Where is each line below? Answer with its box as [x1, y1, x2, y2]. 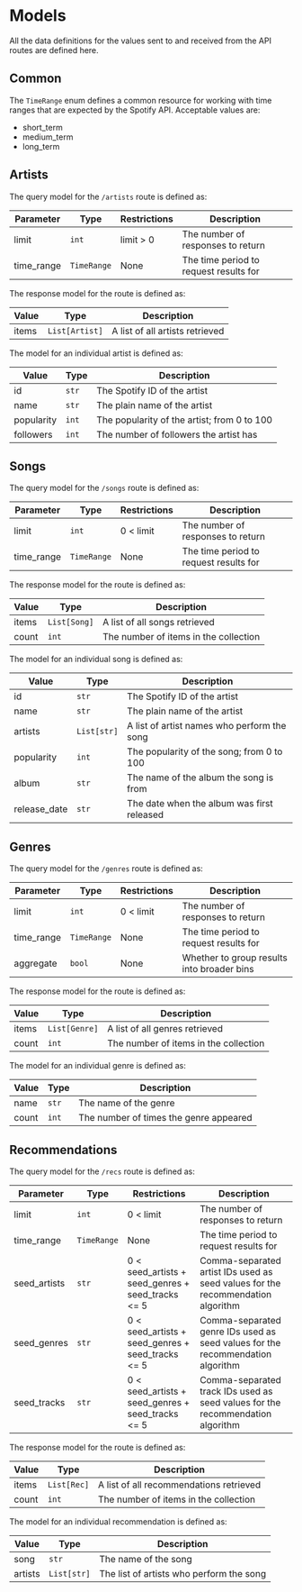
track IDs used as [199, 1385, 273, 1397]
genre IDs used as [199, 1325, 277, 1338]
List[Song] [48, 617, 94, 627]
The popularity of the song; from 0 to [127, 745, 283, 758]
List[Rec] [48, 1479, 90, 1489]
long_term [22, 141, 60, 151]
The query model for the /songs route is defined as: [9, 483, 200, 494]
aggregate [13, 957, 58, 969]
